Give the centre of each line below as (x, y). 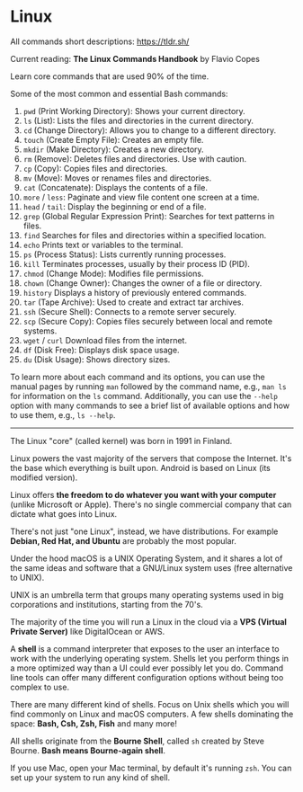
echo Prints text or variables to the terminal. (103, 245)
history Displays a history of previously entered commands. (134, 292)
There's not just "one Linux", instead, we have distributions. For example (144, 531)
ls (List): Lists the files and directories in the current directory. (138, 120)
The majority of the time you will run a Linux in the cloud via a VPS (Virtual (148, 621)
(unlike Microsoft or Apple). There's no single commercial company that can (151, 504)
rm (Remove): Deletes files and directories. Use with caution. (135, 158)
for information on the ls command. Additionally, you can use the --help (144, 396)
